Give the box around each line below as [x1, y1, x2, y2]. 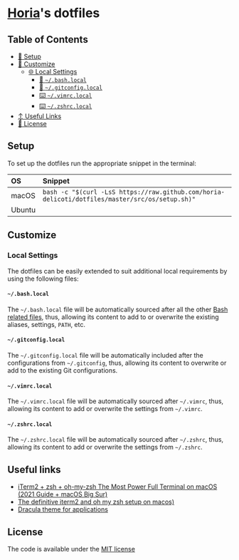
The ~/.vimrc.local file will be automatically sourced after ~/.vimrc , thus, [7, 397, 224, 405]
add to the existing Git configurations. [7, 365, 118, 375]
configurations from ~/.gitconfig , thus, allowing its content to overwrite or [7, 358, 227, 367]
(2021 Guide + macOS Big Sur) [17, 490, 108, 499]
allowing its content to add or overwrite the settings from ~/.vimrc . [7, 405, 203, 413]
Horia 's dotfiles [7, 5, 100, 21]
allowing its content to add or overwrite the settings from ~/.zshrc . [7, 443, 203, 452]
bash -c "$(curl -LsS [42, 187, 116, 196]
